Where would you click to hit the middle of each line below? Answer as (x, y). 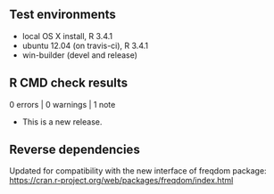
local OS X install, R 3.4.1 (67, 36)
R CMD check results (69, 83)
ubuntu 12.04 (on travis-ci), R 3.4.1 (85, 45)
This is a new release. (62, 121)
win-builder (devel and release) (80, 55)
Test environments (62, 15)
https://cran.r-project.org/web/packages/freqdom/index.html (121, 181)
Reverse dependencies (75, 150)
